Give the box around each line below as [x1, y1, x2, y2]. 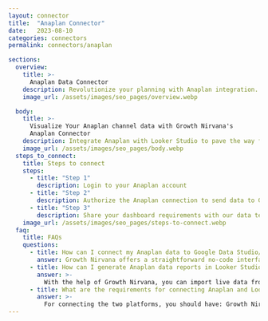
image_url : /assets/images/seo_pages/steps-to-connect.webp [22, 219, 227, 227]
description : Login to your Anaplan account [37, 181, 187, 190]
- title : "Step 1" [29, 174, 91, 182]
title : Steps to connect [22, 159, 105, 168]
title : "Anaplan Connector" [8, 19, 105, 27]
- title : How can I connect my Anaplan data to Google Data [29, 248, 234, 256]
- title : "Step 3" [29, 204, 91, 212]
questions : [22, 241, 59, 249]
